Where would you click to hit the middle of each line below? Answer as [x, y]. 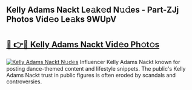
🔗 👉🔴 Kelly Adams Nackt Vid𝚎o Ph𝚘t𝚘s [83, 44]
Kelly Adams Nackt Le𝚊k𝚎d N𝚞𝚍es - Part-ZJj [93, 10]
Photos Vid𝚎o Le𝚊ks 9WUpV [61, 20]
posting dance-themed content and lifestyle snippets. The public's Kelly [96, 69]
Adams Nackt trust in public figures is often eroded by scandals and [91, 75]
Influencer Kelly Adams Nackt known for [130, 62]
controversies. [24, 82]
